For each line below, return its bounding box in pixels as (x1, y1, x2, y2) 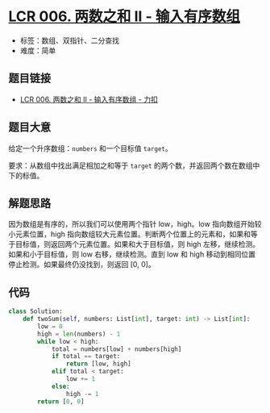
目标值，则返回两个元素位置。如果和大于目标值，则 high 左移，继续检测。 (15, 240, 260, 249)
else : (51, 382, 70, 390)
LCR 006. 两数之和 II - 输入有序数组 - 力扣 (19, 94, 159, 104)
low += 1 (65, 375, 95, 383)
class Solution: (8, 307, 63, 315)
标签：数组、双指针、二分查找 (19, 35, 119, 45)
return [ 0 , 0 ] (37, 397, 85, 406)
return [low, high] (65, 360, 131, 368)
